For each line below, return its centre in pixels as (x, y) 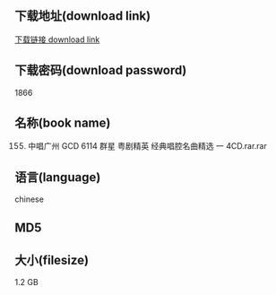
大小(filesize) (52, 260)
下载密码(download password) (101, 70)
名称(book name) (63, 123)
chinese (29, 199)
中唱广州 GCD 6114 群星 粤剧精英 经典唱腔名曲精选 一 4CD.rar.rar (147, 146)
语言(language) (58, 177)
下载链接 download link (57, 39)
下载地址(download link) (83, 16)
